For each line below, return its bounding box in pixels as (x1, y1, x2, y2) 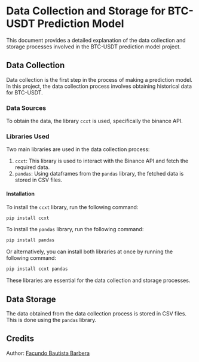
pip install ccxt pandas (6, 266, 68, 272)
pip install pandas (6, 237, 55, 243)
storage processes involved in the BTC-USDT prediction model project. (6, 43, 181, 50)
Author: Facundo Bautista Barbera (6, 349, 90, 357)
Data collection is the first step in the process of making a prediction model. (6, 76, 193, 83)
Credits (6, 333, 35, 344)
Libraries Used (6, 132, 50, 140)
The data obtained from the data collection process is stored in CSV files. (6, 309, 187, 317)
